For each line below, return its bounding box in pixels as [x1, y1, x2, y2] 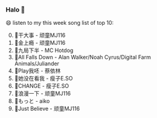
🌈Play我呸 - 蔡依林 [14, 67, 61, 74]
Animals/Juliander [14, 60, 60, 67]
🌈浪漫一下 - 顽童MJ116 [14, 90, 71, 97]
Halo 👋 [5, 5, 25, 14]
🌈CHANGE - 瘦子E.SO [14, 82, 69, 90]
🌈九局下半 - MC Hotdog [14, 47, 74, 54]
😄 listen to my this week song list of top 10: [5, 19, 114, 27]
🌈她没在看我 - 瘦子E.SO [14, 75, 73, 82]
